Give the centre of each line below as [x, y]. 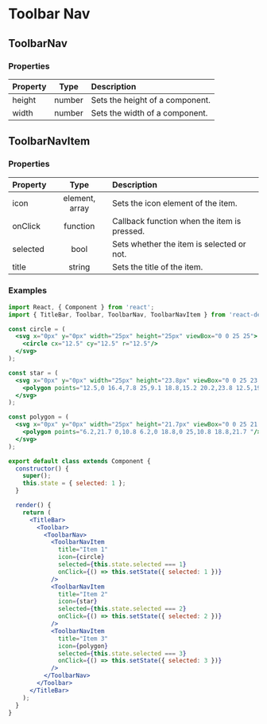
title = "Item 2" [83, 594]
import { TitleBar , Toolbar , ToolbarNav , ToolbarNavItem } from [117, 315]
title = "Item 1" [83, 550]
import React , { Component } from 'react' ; [81, 307]
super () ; [37, 476]
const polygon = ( [39, 417]
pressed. [129, 230]
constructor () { [42, 468]
